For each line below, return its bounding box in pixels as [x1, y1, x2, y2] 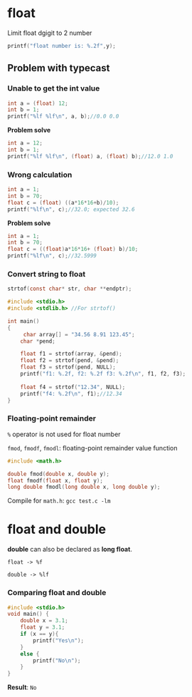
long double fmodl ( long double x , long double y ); [7, 483, 161, 491]
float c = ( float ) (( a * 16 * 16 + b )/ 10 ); [7, 199, 119, 206]
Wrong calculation [7, 170, 73, 180]
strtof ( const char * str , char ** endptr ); [7, 285, 132, 293]
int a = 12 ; [7, 140, 43, 147]
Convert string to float [7, 269, 86, 279]
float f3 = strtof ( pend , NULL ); [20, 363, 116, 371]
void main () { [7, 611, 50, 618]
